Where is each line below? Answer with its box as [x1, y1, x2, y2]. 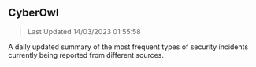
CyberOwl [8, 6, 59, 19]
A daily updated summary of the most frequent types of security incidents [8, 42, 249, 51]
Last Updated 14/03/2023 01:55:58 [27, 26, 141, 36]
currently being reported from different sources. [8, 50, 164, 59]
